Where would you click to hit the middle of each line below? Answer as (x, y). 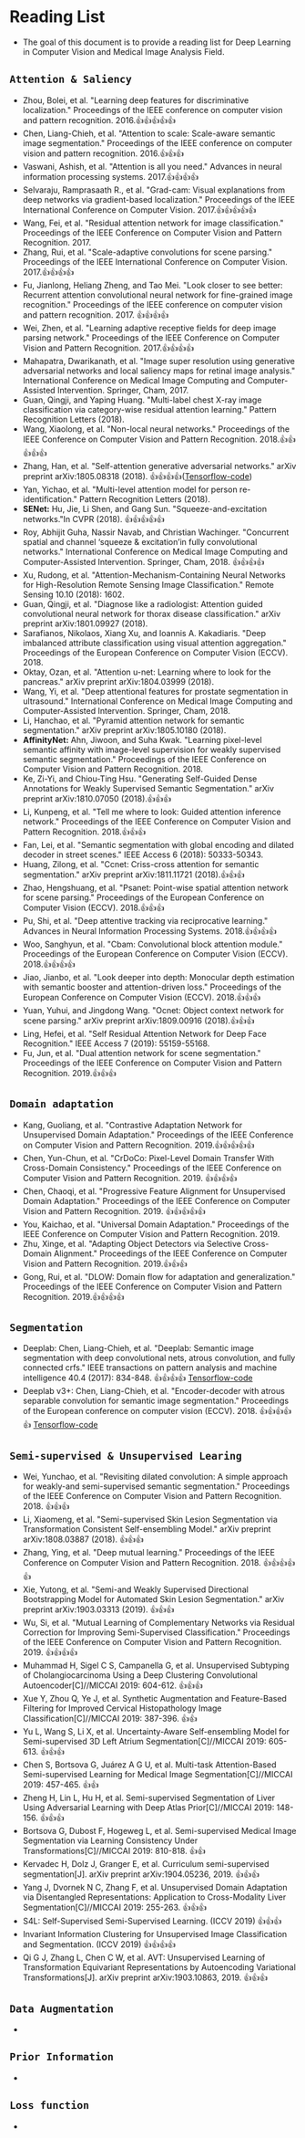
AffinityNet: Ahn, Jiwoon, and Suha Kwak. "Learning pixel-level (142, 739)
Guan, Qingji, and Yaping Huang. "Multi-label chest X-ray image (142, 400)
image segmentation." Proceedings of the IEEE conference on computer (158, 142)
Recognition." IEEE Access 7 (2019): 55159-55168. (116, 1043)
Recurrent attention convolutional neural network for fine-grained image (158, 295)
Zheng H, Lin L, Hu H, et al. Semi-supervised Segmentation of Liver (149, 1798)
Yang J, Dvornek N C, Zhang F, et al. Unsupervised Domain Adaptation (155, 1888)
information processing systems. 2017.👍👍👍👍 (111, 176)
